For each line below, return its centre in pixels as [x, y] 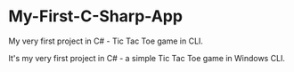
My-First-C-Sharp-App [96, 16]
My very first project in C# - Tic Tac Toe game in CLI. [106, 41]
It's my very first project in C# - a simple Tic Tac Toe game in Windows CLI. [147, 58]
